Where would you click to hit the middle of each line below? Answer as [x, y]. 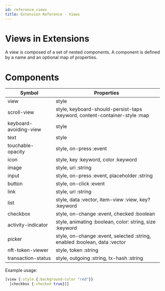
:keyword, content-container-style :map [103, 115]
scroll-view [21, 112]
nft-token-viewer [28, 250]
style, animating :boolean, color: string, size [106, 222]
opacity [16, 152]
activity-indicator [28, 225]
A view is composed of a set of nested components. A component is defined [82, 52]
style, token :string [77, 250]
